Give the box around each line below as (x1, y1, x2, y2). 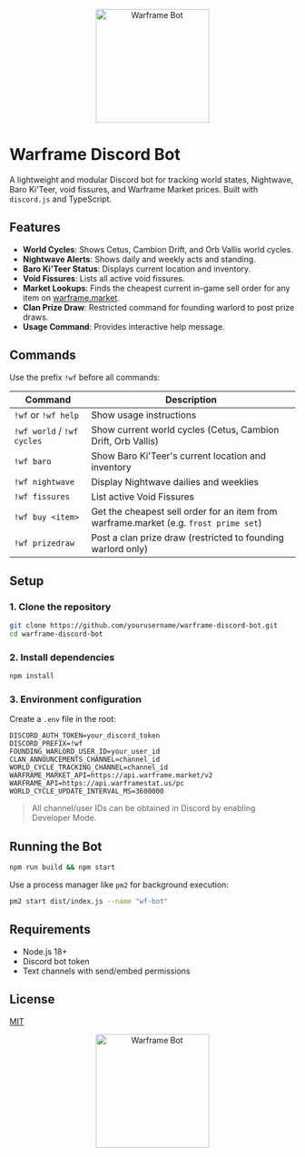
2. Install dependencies (9, 650, 115, 663)
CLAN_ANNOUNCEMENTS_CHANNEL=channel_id (9, 755, 161, 765)
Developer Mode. (31, 813, 97, 824)
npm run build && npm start (9, 863, 116, 872)
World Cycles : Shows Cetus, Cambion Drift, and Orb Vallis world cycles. (22, 243, 293, 254)
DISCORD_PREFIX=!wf (9, 739, 84, 748)
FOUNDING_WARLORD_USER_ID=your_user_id (9, 747, 161, 756)
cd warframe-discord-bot (9, 629, 103, 639)
